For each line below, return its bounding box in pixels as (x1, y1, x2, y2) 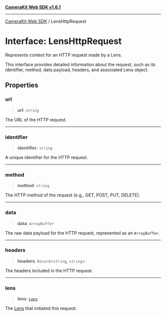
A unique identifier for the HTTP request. (5, 154, 88, 160)
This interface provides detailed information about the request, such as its (5, 61, 156, 67)
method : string (17, 183, 50, 189)
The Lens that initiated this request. (5, 306, 78, 312)
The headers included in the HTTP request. (5, 268, 93, 274)
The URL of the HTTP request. (5, 117, 67, 122)
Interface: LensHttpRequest (5, 36, 122, 47)
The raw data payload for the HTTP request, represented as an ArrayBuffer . (5, 230, 160, 236)
